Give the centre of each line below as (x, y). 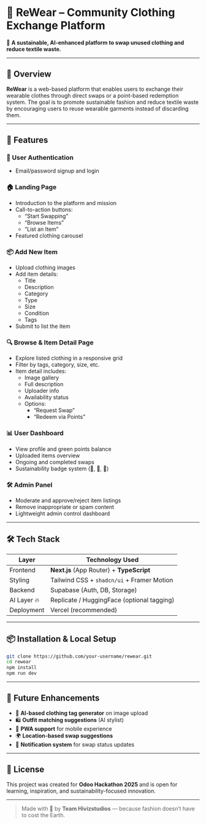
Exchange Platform (56, 25)
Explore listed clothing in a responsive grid (69, 358)
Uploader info (42, 391)
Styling (19, 580)
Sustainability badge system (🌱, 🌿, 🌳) (62, 468)
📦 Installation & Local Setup (61, 639)
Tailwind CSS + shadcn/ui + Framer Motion (112, 580)
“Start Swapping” (46, 216)
